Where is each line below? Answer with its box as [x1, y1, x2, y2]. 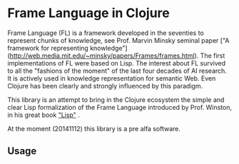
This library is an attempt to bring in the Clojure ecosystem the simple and [7, 95, 225, 104]
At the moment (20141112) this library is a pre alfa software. [7, 124, 180, 133]
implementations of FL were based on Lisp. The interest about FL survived [7, 58, 226, 67]
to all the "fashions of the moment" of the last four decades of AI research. [7, 66, 227, 75]
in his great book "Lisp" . [7, 111, 80, 119]
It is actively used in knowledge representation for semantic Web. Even [7, 73, 216, 83]
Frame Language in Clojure [7, 5, 170, 21]
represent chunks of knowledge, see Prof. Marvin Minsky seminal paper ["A [7, 36, 230, 44]
